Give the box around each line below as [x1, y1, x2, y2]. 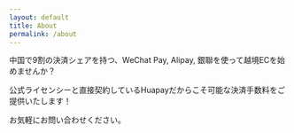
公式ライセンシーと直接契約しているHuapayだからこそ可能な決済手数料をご [9, 85, 286, 96]
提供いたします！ [9, 96, 72, 106]
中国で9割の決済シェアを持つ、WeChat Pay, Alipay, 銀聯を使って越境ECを [9, 55, 278, 66]
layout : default [9, 12, 69, 22]
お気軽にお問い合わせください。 [9, 114, 126, 125]
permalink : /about [9, 29, 77, 38]
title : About [9, 21, 58, 30]
